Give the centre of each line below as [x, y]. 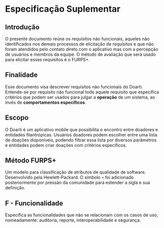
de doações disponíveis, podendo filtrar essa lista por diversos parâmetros [81, 140]
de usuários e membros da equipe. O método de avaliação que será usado [81, 54]
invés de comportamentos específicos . [46, 102]
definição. [15, 188]
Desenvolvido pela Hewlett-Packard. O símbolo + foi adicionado [69, 178]
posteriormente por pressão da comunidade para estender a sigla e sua [78, 182]
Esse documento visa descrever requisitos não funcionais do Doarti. [74, 87]
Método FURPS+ [31, 161]
